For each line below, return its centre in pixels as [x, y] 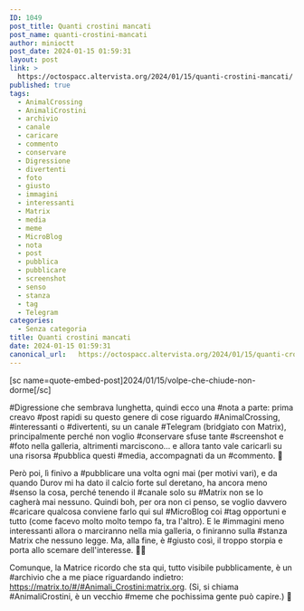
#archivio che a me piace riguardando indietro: [96, 577]
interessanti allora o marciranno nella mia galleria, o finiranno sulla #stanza [148, 530]
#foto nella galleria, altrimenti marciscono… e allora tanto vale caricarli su [146, 445]
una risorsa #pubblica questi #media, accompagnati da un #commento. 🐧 [146, 455]
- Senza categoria [52, 329]
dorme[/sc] [30, 389]
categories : [32, 321]
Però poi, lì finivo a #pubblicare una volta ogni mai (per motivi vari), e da [143, 473]
